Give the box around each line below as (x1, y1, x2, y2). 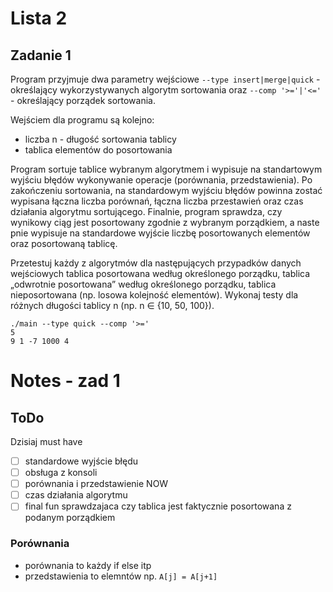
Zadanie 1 (10, 47, 72, 64)
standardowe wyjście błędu (24, 455, 139, 467)
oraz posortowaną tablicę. (10, 238, 118, 249)
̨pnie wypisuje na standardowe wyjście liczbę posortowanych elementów (10, 227, 311, 239)
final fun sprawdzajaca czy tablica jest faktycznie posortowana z (24, 500, 292, 512)
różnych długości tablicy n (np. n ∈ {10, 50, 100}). (10, 300, 215, 311)
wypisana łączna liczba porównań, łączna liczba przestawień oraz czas (10, 195, 304, 207)
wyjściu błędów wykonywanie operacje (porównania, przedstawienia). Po (10, 174, 313, 186)
